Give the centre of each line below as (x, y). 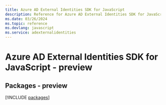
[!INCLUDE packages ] (27, 97)
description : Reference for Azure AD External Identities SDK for (75, 14)
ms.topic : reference (26, 23)
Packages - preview (36, 86)
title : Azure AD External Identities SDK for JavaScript (65, 10)
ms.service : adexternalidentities (41, 33)
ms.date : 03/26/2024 (26, 19)
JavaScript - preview (49, 68)
